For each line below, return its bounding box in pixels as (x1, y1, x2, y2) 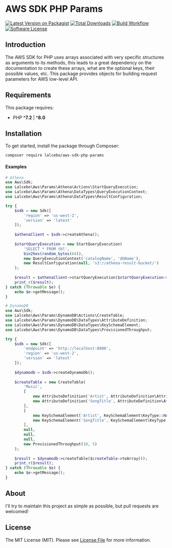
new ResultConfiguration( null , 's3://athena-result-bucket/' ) (24, 260, 159, 266)
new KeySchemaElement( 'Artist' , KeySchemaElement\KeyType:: (32, 413, 164, 418)
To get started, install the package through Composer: (5, 143, 120, 149)
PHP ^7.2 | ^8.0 (12, 114, 46, 121)
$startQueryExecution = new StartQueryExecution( (14, 241, 123, 247)
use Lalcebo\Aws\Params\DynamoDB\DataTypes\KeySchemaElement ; (5, 322, 141, 328)
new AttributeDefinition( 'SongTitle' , (32, 399, 116, 404)
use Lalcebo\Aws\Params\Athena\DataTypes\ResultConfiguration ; (5, 194, 143, 199)
